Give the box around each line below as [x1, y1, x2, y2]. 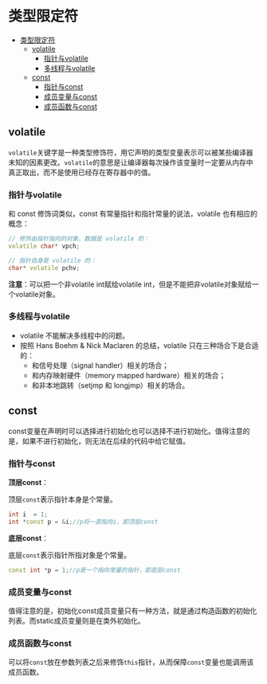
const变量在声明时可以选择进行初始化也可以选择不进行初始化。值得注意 [8, 426, 243, 436]
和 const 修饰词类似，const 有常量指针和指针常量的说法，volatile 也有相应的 [8, 209, 257, 219]
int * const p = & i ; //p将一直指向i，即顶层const [8, 518, 159, 526]
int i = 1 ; [8, 510, 48, 518]
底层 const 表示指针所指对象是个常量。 [8, 550, 132, 560]
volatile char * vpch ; [8, 242, 80, 250]
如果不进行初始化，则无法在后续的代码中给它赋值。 [22, 436, 190, 446]
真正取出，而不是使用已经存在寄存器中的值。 [8, 167, 155, 177]
